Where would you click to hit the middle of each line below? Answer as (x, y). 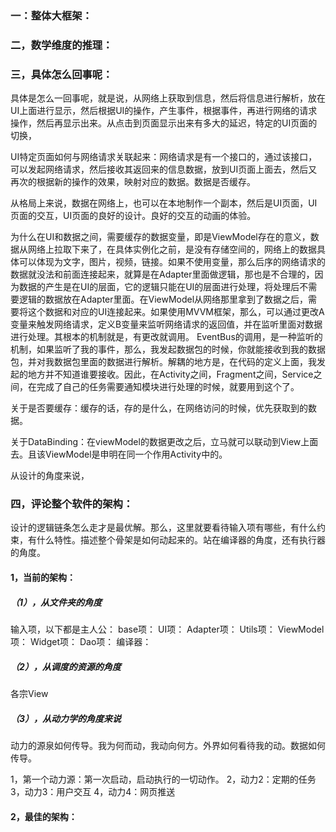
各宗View (29, 693)
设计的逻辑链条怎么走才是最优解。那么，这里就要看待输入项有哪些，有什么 (163, 528)
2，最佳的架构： (44, 816)
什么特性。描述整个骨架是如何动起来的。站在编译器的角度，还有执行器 (181, 540)
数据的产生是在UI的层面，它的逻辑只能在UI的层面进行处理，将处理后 (159, 287)
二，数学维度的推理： (61, 45)
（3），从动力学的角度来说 (66, 718)
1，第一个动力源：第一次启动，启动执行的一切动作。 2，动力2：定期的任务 (163, 779)
